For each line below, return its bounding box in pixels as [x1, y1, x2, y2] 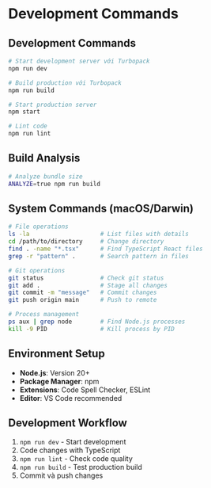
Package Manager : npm [19, 376, 100, 386]
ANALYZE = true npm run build [8, 180, 101, 188]
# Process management [8, 311, 80, 318]
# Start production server [8, 101, 97, 109]
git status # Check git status [8, 274, 164, 282]
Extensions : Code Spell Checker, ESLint [19, 385, 151, 395]
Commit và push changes [19, 471, 104, 480]
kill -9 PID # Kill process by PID [8, 325, 175, 333]
